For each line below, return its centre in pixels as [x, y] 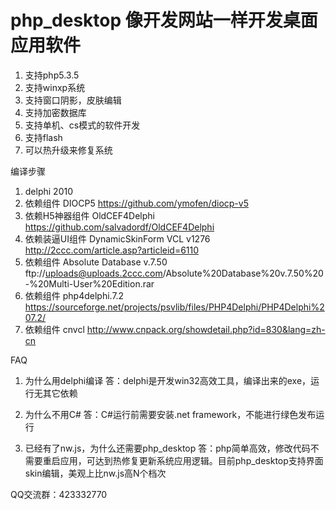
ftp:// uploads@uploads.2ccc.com [93, 273]
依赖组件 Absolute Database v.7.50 [96, 262]
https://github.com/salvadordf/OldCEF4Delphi [119, 227]
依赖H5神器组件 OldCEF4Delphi [89, 215]
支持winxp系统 [55, 87]
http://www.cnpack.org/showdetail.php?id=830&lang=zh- [206, 329]
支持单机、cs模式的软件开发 [82, 125]
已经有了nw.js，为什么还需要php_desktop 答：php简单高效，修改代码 [167, 448]
